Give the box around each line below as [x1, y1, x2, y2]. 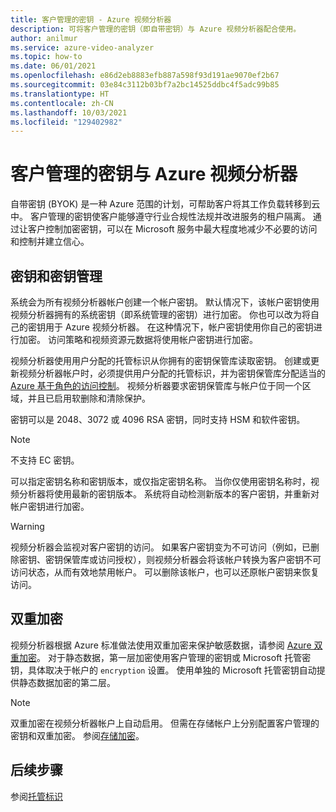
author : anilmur [10, 33, 78, 43]
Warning [10, 521, 45, 532]
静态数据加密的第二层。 [18, 676, 116, 688]
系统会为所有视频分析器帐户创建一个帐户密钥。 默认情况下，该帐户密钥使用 [10, 296, 320, 308]
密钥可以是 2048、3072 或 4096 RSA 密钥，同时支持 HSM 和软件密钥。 [10, 414, 306, 425]
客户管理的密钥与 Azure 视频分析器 [10, 163, 298, 186]
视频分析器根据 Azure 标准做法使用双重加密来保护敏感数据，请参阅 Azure [10, 639, 312, 651]
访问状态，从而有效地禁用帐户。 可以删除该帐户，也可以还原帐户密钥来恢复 [10, 566, 320, 578]
